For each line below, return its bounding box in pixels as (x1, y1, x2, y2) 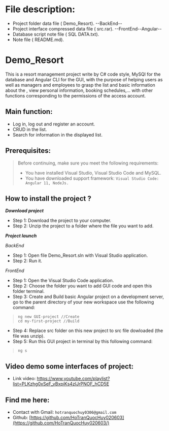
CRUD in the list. (12, 126, 47, 132)
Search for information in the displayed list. (12, 131, 103, 138)
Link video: (12, 376, 36, 382)
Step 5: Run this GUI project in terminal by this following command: (12, 339, 153, 345)
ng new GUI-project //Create (17, 314, 80, 319)
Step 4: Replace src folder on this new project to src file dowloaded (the (12, 327, 163, 334)
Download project (5, 208, 44, 214)
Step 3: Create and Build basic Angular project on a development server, (12, 293, 164, 300)
